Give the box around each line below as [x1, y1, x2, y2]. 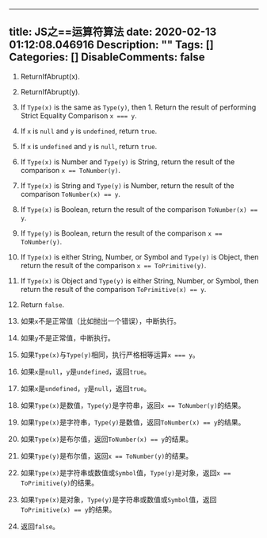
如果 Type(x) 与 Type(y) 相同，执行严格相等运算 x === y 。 [20, 350, 200, 359]
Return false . [20, 299, 65, 309]
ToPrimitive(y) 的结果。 [20, 478, 99, 487]
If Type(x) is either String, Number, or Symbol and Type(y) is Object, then [20, 252, 259, 262]
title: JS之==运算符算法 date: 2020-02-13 [9, 25, 217, 39]
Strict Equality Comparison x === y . [20, 110, 137, 120]
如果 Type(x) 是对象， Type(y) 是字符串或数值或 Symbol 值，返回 [20, 494, 217, 504]
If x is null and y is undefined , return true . [20, 126, 158, 136]
